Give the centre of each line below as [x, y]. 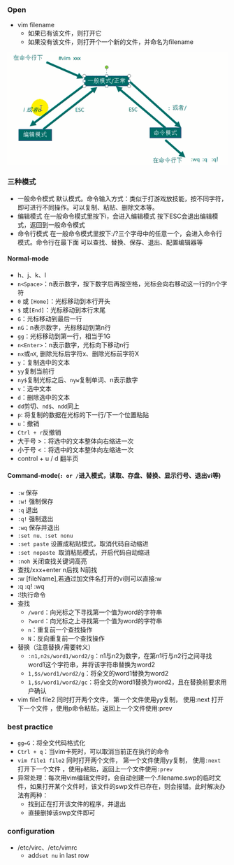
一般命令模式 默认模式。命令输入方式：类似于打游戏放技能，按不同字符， [122, 198]
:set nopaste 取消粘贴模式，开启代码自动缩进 [83, 552]
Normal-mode [28, 259]
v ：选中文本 [34, 388]
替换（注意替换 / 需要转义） [56, 647]
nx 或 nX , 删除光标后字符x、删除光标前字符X [78, 354]
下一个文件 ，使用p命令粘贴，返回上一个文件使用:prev [95, 708]
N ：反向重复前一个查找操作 [66, 638]
